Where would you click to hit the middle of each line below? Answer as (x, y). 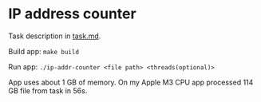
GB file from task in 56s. (48, 90)
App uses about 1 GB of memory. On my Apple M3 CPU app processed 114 (131, 82)
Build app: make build (44, 51)
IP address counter (73, 14)
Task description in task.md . (55, 36)
